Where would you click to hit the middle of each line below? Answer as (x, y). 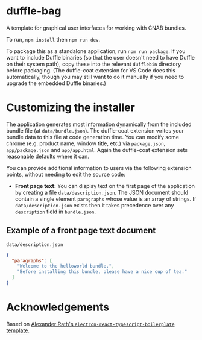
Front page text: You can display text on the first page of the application (105, 186)
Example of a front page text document (81, 231)
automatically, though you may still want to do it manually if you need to (95, 77)
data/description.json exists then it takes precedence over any (94, 205)
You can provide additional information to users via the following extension (99, 168)
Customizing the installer (71, 108)
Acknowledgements (58, 307)
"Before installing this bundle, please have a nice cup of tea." (102, 272)
